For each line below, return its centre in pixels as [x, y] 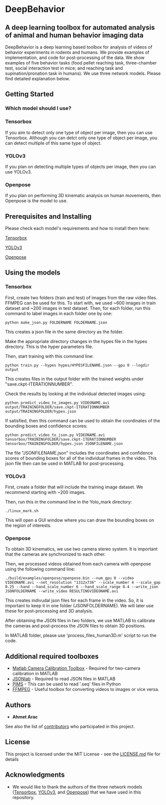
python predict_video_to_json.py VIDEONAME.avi [55, 435]
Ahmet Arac [25, 717]
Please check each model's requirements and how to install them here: [78, 229]
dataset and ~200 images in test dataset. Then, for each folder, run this [78, 308]
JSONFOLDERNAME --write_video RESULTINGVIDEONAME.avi [62, 591]
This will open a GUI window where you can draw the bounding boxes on [80, 520]
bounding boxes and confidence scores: [46, 426]
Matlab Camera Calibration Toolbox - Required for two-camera [76, 668]
